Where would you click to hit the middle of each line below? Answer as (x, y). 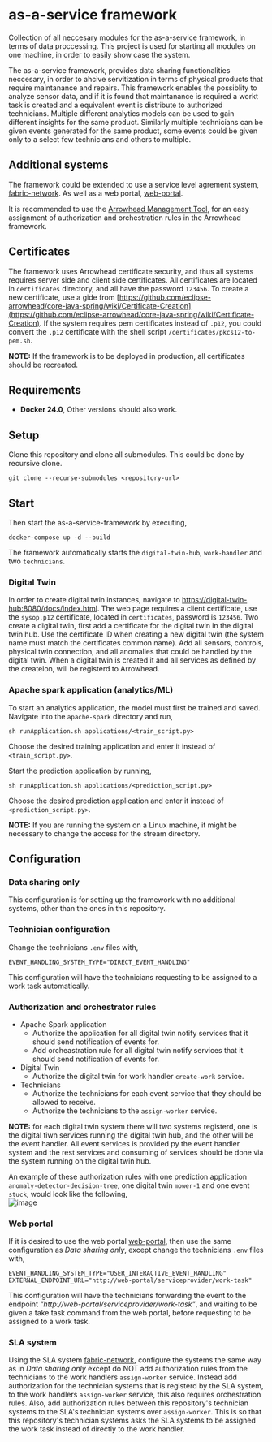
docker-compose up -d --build (60, 538)
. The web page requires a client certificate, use (177, 609)
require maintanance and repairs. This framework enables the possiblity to (133, 88)
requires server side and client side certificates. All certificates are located (133, 280)
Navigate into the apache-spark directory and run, (91, 716)
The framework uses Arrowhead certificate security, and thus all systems (131, 271)
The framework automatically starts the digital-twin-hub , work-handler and (135, 553)
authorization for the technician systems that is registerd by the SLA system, (136, 1386)
